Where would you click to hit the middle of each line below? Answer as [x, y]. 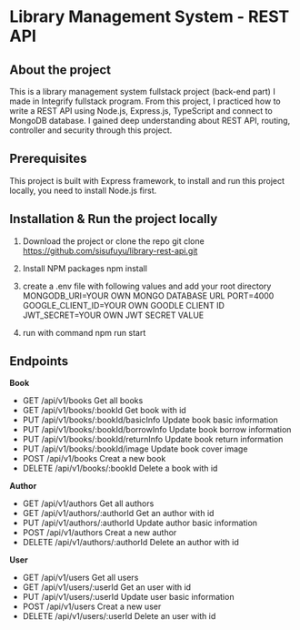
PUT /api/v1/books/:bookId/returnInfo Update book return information [153, 440]
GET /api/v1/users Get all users [80, 578]
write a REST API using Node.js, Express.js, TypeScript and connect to [141, 111]
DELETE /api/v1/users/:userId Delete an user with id [119, 616]
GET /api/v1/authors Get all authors [88, 503]
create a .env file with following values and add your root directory [147, 286]
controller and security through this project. [91, 130]
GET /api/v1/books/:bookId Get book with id [104, 411]
